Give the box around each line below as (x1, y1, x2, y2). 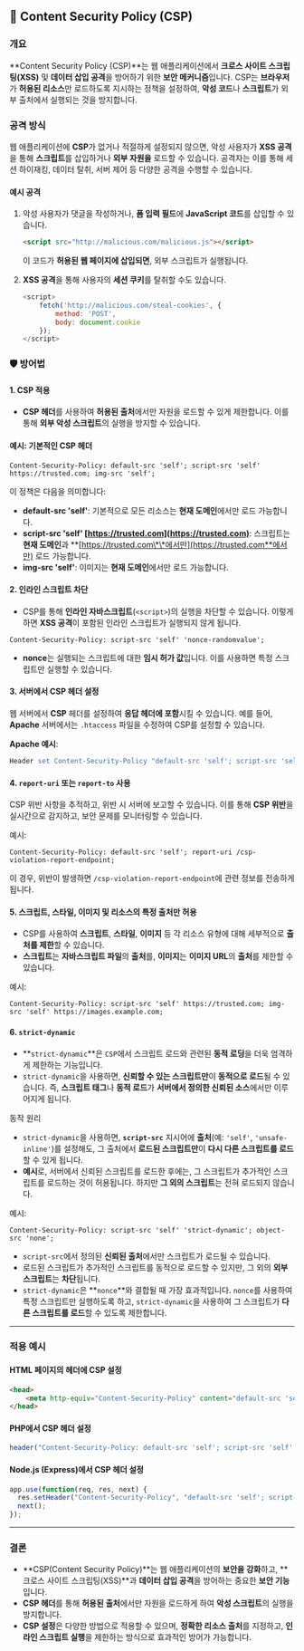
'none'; (25, 1233, 54, 1243)
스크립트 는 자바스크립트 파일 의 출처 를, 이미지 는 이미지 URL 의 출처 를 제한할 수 (22, 951, 294, 962)
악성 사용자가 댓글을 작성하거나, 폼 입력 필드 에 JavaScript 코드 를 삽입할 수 (22, 208, 285, 219)
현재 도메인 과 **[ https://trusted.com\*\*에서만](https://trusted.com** (22, 539, 273, 550)
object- (256, 1225, 285, 1234)
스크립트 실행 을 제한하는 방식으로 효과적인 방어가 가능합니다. (39, 1632, 252, 1643)
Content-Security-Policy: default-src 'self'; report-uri (9, 848, 233, 857)
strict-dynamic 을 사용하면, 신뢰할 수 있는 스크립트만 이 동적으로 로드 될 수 (22, 1070, 281, 1081)
